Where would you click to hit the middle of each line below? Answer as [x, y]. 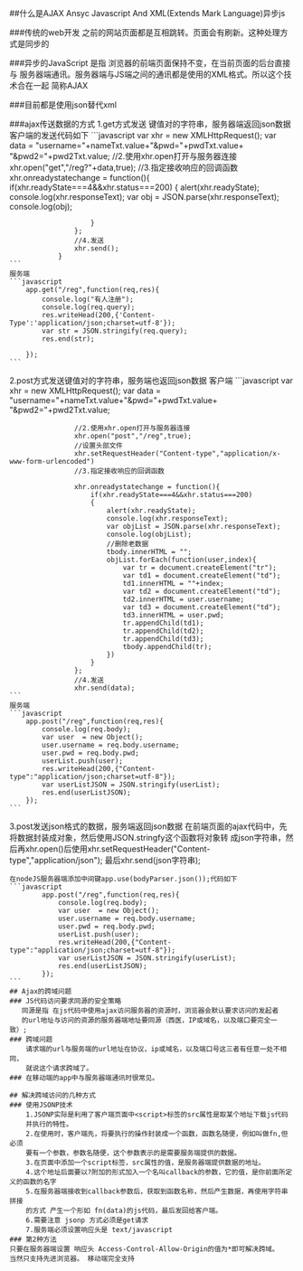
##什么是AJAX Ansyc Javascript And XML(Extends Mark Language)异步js [147, 13]
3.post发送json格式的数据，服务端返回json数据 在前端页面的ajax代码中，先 [148, 826]
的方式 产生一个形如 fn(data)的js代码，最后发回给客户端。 [124, 1210]
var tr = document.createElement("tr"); [200, 568]
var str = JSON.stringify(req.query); [115, 331]
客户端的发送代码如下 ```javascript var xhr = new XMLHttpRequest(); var [143, 135]
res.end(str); [68, 339]
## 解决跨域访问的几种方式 [53, 1096]
